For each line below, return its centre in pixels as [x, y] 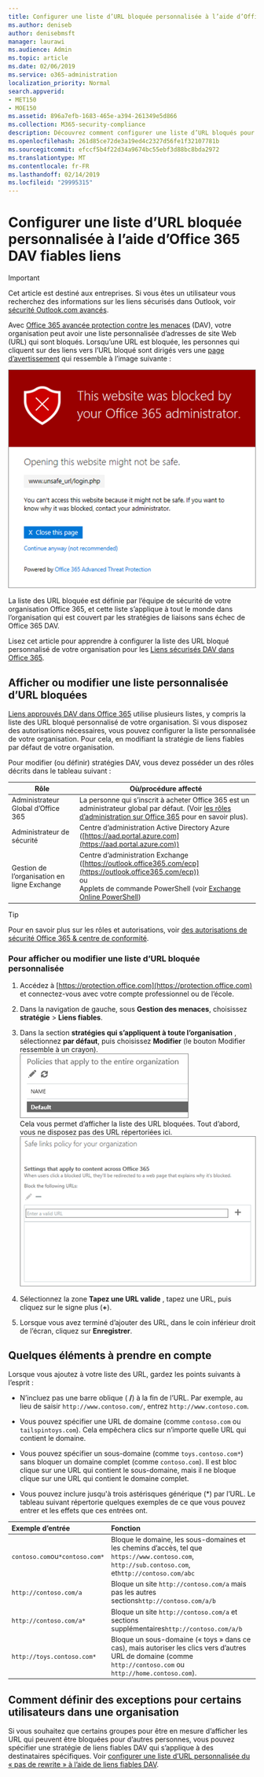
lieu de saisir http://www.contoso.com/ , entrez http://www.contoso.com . [134, 1406]
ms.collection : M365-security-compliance [77, 125]
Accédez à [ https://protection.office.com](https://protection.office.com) [136, 986]
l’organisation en [38, 876]
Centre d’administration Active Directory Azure [154, 827]
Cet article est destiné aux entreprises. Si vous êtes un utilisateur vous [122, 293]
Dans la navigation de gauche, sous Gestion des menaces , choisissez [133, 1009]
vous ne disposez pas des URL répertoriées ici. [96, 1132]
